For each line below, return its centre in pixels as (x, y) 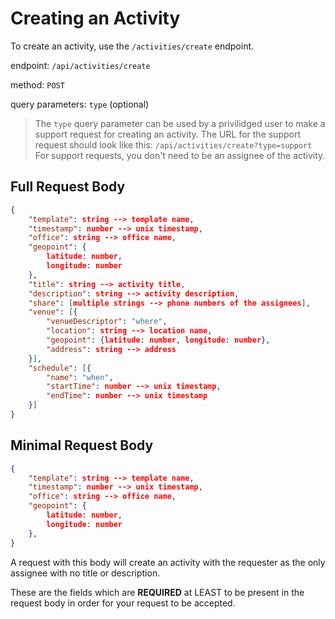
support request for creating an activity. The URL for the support (168, 134)
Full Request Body (68, 187)
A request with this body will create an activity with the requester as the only (168, 562)
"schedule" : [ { (60, 368)
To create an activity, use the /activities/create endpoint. (132, 46)
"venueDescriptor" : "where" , (107, 322)
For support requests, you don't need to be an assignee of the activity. (180, 155)
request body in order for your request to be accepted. (123, 603)
